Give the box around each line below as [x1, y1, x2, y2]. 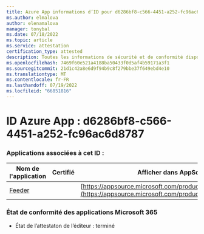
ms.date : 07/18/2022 [6, 32, 59, 38]
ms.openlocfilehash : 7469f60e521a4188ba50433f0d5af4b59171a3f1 [6, 60, 170, 66]
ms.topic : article [6, 37, 53, 43]
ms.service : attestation [6, 43, 69, 49]
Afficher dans [137, 168, 178, 177]
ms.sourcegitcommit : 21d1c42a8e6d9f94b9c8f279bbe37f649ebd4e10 [6, 65, 170, 72]
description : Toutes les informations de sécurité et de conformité [6, 54, 183, 60]
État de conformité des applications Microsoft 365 [6, 208, 158, 216]
